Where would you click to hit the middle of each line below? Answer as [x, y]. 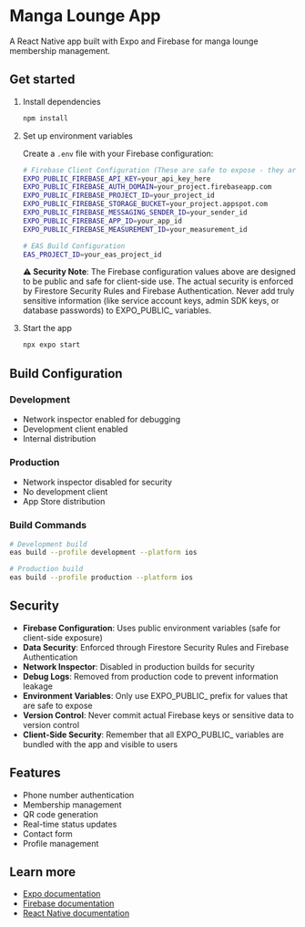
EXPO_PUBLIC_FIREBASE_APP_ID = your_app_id [102, 221]
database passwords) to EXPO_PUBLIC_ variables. [117, 310]
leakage [37, 686]
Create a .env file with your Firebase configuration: [118, 153]
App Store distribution [64, 502]
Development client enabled [75, 429]
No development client [65, 492]
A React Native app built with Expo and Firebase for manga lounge [134, 41]
